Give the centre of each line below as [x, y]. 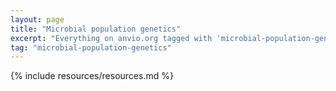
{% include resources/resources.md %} [92, 76]
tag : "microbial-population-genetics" [91, 47]
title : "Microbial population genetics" [96, 29]
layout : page [37, 19]
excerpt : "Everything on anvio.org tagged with [111, 38]
